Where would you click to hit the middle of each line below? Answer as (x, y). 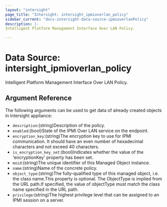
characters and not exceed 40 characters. (56, 147)
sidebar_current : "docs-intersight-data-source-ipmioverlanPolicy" (77, 19)
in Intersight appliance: (29, 116)
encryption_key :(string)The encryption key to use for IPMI (72, 136)
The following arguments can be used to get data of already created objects (83, 110)
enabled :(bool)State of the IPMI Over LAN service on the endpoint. (80, 131)
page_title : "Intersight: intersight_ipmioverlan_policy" (67, 15)
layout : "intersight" (28, 10)
